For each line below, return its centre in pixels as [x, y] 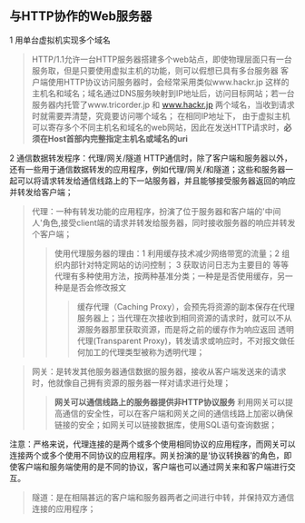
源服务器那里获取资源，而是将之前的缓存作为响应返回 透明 [186, 329]
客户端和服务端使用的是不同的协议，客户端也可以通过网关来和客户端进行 [152, 467]
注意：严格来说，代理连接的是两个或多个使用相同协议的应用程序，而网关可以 [152, 444]
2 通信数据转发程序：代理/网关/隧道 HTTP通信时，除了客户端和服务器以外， [151, 158]
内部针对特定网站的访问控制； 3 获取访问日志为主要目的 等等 [176, 264]
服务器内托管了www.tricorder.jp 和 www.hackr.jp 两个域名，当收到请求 [163, 104]
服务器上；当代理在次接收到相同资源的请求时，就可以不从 [184, 318]
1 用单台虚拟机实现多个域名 [60, 40]
